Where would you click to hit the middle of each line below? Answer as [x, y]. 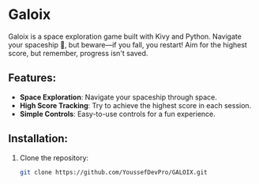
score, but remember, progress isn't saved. [78, 53]
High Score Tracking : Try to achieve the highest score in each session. [135, 105]
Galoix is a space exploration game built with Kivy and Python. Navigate [125, 36]
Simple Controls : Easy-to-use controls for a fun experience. [117, 114]
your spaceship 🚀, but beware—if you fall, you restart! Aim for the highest [128, 44]
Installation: [38, 139]
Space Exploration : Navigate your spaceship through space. [118, 97]
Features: [32, 78]
